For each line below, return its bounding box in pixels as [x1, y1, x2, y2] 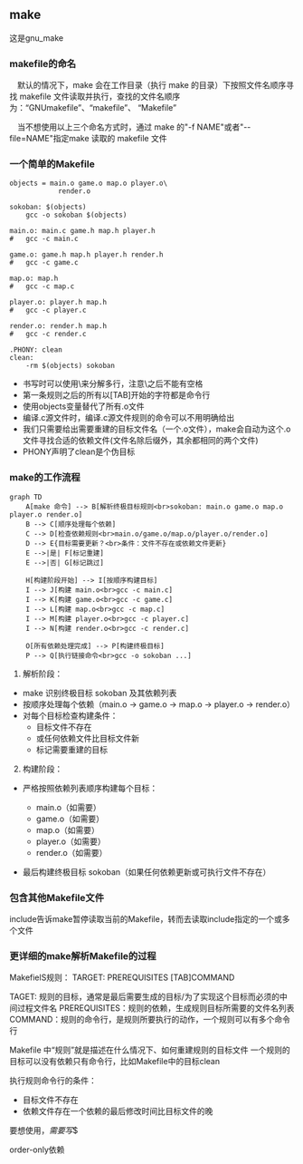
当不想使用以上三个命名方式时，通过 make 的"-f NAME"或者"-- [17, 121, 251, 132]
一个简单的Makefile [9, 158, 95, 170]
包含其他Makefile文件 [9, 891, 105, 904]
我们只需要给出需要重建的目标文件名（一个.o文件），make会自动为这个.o [22, 423, 291, 434]
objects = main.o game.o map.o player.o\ [9, 179, 168, 189]
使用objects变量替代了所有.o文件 [22, 401, 145, 412]
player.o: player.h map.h [9, 298, 107, 307]
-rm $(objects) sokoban [25, 362, 116, 371]
